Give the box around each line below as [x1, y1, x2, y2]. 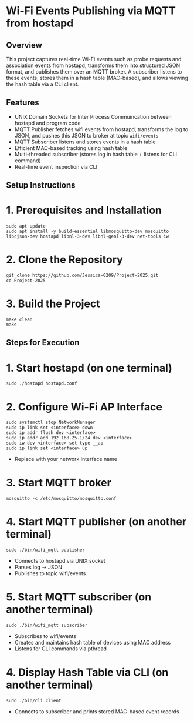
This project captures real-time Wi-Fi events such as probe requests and [6, 56, 182, 62]
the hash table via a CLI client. [6, 81, 79, 88]
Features [6, 98, 39, 108]
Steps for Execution [6, 338, 80, 348]
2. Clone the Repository [6, 253, 123, 266]
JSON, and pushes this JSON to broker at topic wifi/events [14, 132, 159, 139]
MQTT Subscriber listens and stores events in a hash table [14, 138, 156, 145]
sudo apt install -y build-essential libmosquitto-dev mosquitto [6, 228, 169, 235]
